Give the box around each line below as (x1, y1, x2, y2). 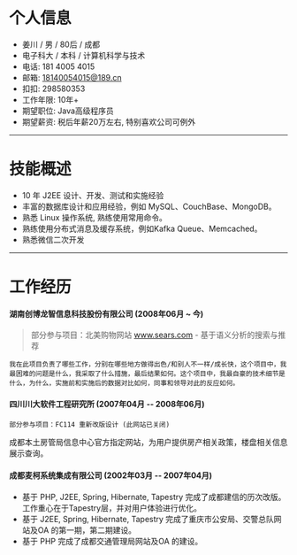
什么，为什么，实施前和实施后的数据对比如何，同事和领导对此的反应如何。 (9, 379, 240, 388)
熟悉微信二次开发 (21, 234, 85, 244)
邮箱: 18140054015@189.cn (21, 72, 122, 82)
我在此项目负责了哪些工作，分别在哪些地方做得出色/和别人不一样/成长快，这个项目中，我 (9, 360, 287, 369)
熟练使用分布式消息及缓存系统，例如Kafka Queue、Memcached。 (21, 223, 263, 234)
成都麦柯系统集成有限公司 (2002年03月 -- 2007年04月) (9, 470, 213, 481)
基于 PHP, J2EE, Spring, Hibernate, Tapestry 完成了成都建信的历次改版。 (21, 491, 286, 502)
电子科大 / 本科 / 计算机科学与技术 (21, 50, 146, 60)
